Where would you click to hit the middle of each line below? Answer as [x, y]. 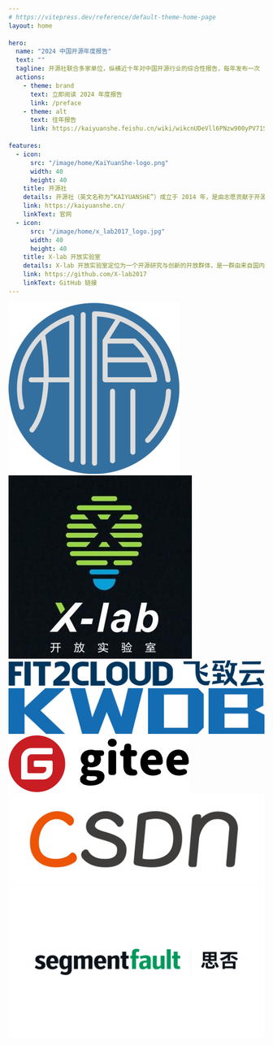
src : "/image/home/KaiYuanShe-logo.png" [99, 163]
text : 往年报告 [53, 120]
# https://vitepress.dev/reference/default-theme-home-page [113, 17]
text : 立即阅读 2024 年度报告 [76, 94]
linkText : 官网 [48, 215]
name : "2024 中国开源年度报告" [64, 52]
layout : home [30, 26]
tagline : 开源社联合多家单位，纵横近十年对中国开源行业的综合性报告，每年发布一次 [138, 69]
